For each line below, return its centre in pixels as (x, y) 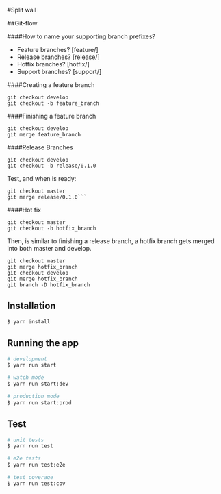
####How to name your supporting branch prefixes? (81, 36)
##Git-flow (22, 23)
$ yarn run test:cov (37, 483)
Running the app (43, 343)
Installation (31, 306)
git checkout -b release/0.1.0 (52, 166)
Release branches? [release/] (58, 57)
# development (27, 359)
